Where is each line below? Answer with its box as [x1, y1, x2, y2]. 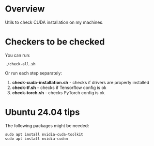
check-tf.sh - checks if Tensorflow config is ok [12, 85, 107, 90]
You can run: [5, 52, 31, 58]
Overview [5, 3, 45, 15]
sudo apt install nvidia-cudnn [5, 136, 68, 141]
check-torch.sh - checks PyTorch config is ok [12, 89, 105, 95]
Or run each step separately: [5, 70, 62, 76]
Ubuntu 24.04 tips [5, 107, 80, 118]
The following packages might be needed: [5, 122, 89, 129]
